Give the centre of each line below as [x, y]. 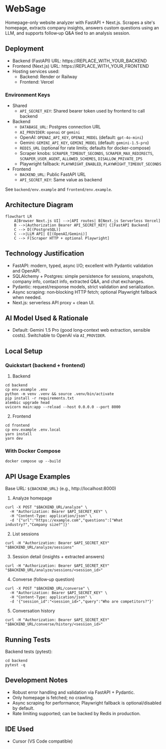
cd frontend [17, 426]
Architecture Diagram [39, 205]
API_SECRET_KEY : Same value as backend [61, 180]
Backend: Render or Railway [49, 76]
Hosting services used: [36, 71]
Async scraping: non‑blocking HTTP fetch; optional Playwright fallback [84, 292]
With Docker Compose [33, 451]
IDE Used [19, 729]
